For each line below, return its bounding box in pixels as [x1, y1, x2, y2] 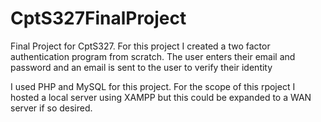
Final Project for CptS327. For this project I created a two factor [10, 40, 271, 52]
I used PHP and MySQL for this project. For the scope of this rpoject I [10, 80, 296, 92]
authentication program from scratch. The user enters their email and [10, 50, 296, 62]
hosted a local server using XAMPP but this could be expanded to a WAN [10, 91, 312, 103]
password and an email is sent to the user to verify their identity [10, 61, 273, 73]
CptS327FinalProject [10, 7, 187, 30]
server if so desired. [10, 102, 93, 114]
